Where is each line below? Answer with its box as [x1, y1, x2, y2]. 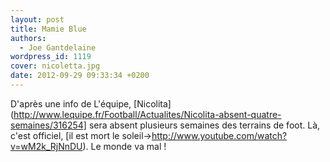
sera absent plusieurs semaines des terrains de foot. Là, [88, 119, 321, 131]
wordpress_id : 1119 [10, 52, 92, 62]
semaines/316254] [10, 119, 87, 131]
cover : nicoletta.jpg [10, 61, 101, 71]
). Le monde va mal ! [82, 140, 167, 152]
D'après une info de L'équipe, [10, 97, 132, 110]
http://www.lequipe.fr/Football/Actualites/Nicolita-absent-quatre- [13, 108, 282, 120]
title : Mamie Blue [10, 24, 87, 34]
